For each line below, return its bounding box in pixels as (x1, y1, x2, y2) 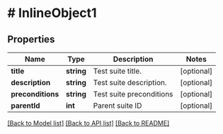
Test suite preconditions (93, 89, 173, 99)
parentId (11, 101, 40, 111)
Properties (7, 33, 55, 45)
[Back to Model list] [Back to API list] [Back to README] (7, 119, 170, 127)
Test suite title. (93, 66, 142, 76)
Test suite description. (93, 78, 167, 87)
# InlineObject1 (7, 5, 97, 21)
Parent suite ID (93, 101, 142, 111)
